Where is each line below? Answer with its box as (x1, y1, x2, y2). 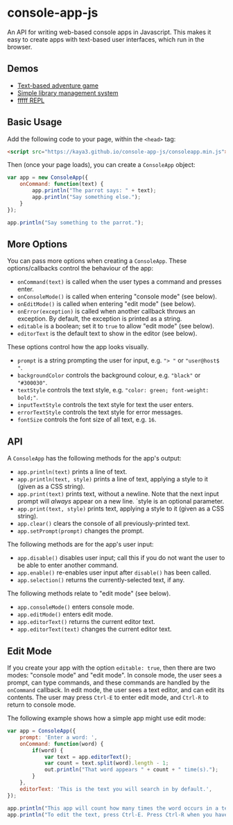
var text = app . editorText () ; (44, 753, 132, 760)
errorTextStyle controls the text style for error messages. (17, 408, 183, 417)
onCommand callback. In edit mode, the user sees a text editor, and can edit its (7, 686, 225, 694)
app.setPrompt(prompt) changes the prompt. (17, 527, 144, 535)
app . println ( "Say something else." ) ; (32, 193, 141, 201)
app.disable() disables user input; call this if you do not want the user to (17, 554, 225, 562)
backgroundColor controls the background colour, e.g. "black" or (17, 371, 201, 380)
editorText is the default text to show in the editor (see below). (17, 329, 198, 338)
